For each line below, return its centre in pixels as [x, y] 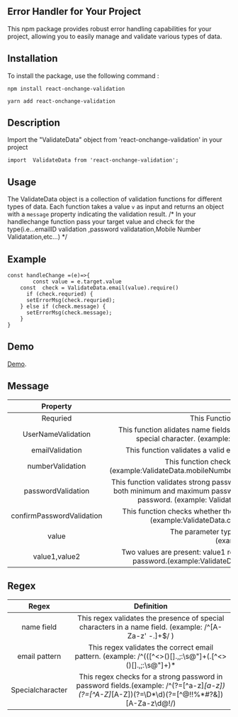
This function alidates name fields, [175, 430]
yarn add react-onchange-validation [61, 101]
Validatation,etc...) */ [38, 237]
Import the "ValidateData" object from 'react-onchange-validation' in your [115, 140]
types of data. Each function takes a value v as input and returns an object [116, 207]
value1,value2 [57, 556]
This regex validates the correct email [151, 647]
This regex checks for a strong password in [151, 677]
